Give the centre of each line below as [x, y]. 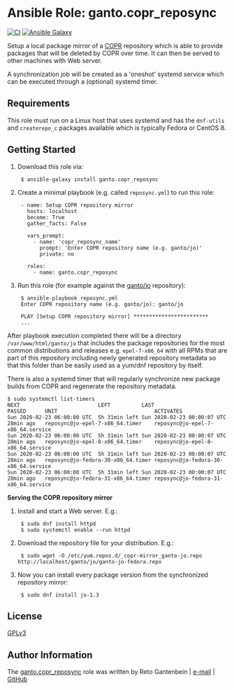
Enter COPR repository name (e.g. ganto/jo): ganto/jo [102, 304]
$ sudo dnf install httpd [58, 524]
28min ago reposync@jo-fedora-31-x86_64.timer [79, 478]
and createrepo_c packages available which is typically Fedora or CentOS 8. [117, 128]
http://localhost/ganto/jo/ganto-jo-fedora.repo [89, 561]
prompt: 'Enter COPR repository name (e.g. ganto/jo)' [121, 248]
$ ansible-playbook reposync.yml [69, 298]
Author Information [50, 655]
